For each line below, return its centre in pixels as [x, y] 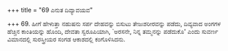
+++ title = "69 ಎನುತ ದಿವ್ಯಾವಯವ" [50, 10]
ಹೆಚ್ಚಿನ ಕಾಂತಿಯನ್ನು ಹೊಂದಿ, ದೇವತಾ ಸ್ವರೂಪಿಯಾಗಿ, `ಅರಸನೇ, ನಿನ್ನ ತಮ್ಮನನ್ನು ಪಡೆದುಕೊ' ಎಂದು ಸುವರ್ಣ [113, 31]
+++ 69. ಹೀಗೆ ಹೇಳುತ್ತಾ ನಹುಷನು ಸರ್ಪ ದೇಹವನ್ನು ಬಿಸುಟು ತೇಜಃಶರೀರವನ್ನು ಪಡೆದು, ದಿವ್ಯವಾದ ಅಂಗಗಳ [114, 24]
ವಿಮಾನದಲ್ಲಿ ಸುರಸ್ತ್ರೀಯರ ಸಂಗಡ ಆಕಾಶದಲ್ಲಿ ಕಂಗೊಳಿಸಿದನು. [66, 39]
